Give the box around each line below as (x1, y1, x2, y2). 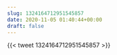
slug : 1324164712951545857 (7, 10, 84, 17)
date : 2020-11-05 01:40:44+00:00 (7, 16, 103, 23)
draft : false (7, 22, 44, 29)
